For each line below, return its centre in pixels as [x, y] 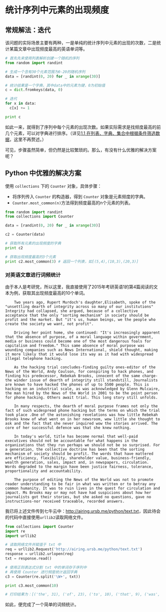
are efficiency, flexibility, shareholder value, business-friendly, [78, 458]
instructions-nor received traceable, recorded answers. [65, 501]
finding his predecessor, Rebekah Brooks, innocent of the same [73, 376]
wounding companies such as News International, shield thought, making [82, 350]
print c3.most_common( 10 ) [32, 586]
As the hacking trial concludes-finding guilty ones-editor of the [85, 367]
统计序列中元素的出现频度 [57, 10]
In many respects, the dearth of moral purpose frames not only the [86, 406]
